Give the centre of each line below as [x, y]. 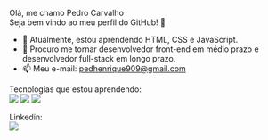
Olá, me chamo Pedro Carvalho [67, 13]
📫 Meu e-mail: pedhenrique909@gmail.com [104, 69]
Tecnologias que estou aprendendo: [76, 89]
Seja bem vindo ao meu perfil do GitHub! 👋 [88, 22]
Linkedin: [26, 117]
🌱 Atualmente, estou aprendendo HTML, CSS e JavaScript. [130, 40]
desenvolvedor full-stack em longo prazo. [99, 58]
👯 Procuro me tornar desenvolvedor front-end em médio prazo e [141, 49]
